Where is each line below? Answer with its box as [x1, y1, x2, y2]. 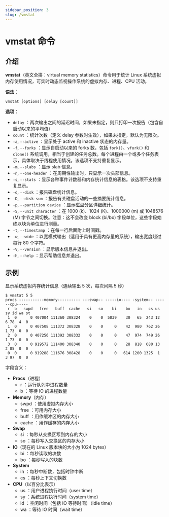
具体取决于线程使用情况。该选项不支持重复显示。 [21, 157, 124, 163]
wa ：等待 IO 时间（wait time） [20, 506, 85, 512]
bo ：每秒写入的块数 [20, 457, 63, 463]
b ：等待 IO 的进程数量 [20, 388, 67, 394]
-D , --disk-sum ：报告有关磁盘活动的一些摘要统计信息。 [12, 195, 128, 201]
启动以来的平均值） [12, 125, 53, 132]
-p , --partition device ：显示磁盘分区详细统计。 [12, 201, 116, 208]
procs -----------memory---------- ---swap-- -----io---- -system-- [5, 298, 153, 303]
